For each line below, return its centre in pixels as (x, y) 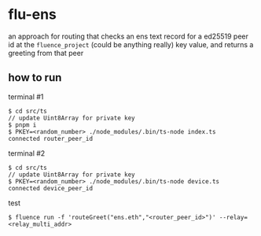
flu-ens (33, 15)
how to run (35, 77)
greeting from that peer (46, 53)
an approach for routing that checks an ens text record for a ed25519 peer (129, 36)
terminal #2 (27, 153)
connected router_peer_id (50, 138)
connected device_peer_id (50, 188)
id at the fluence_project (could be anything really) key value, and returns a (131, 44)
